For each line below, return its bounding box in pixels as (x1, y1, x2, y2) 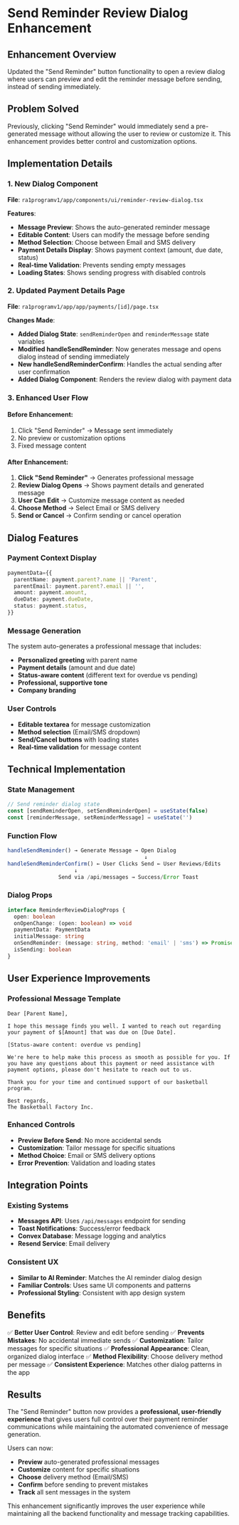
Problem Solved (7, 103, 80, 115)
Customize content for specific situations (17, 1465, 140, 1474)
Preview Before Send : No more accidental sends (17, 1136, 161, 1144)
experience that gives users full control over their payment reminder (7, 1415, 208, 1424)
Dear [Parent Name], (7, 1010, 69, 1017)
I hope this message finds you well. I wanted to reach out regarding (7, 1023, 221, 1030)
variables (17, 337, 45, 346)
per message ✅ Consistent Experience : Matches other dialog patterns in (7, 1360, 223, 1368)
